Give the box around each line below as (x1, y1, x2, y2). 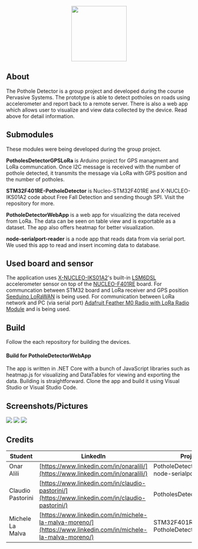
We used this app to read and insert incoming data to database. (6, 241, 160, 248)
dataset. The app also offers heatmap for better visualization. (6, 223, 154, 230)
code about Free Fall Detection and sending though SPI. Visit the (27, 193, 184, 200)
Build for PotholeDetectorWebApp (6, 352, 91, 359)
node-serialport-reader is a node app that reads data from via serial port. (6, 235, 186, 242)
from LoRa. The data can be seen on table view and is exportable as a (6, 217, 176, 225)
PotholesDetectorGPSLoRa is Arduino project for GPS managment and (6, 157, 179, 164)
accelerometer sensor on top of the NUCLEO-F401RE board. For (6, 281, 162, 288)
